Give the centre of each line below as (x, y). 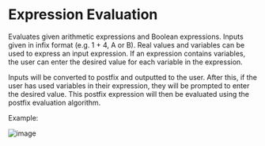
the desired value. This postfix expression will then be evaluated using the (129, 94)
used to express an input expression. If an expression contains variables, (127, 53)
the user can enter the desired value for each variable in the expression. (125, 62)
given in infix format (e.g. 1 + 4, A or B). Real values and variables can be (127, 44)
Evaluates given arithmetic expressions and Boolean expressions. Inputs (126, 36)
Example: (23, 117)
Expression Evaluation (83, 15)
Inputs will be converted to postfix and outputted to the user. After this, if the (132, 77)
